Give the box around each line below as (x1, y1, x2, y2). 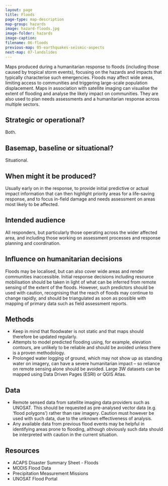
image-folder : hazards (5, 31, 53, 36)
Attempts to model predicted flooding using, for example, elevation (12, 339, 151, 345)
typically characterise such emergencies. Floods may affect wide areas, (5, 74, 154, 80)
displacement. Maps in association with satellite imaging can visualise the (5, 85, 158, 91)
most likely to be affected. (5, 201, 59, 207)
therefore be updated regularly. (12, 334, 77, 340)
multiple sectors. (5, 101, 40, 107)
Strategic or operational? (5, 116, 85, 124)
